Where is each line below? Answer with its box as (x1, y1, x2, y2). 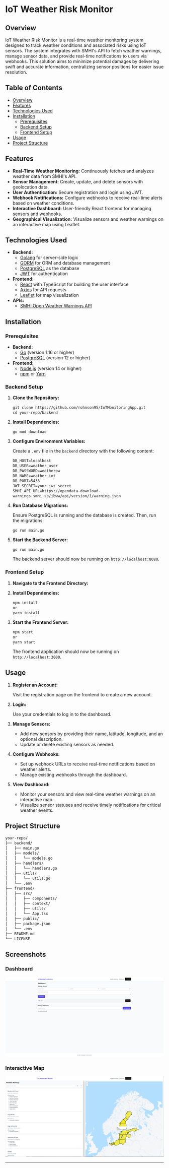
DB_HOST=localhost (12, 459, 51, 464)
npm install (12, 600, 38, 605)
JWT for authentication (20, 271, 68, 277)
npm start (12, 629, 34, 634)
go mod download (12, 429, 47, 434)
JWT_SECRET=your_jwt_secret (12, 484, 71, 489)
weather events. (20, 807, 54, 813)
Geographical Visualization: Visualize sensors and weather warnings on (12, 216, 163, 222)
